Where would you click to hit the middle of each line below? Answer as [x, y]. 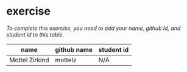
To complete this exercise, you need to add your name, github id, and [94, 28]
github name [74, 49]
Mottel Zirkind [29, 60]
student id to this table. [35, 34]
